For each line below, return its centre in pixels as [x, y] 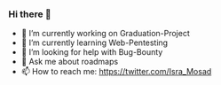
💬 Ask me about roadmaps [70, 62]
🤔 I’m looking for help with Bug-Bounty [92, 52]
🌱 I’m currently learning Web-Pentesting [95, 42]
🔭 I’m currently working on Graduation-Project [105, 34]
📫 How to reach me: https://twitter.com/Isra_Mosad [116, 72]
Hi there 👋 [30, 14]
